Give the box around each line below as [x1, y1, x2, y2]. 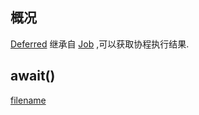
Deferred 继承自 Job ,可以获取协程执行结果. [10, 38, 190, 50]
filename [10, 94, 47, 106]
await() [10, 68, 56, 85]
